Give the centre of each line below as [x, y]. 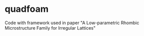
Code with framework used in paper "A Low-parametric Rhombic [72, 23]
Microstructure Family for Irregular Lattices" [50, 28]
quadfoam [27, 9]
